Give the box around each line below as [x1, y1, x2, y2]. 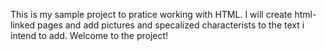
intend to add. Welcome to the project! [10, 30, 169, 41]
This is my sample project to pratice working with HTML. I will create [10, 9, 293, 20]
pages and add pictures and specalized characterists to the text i [37, 19, 305, 31]
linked [10, 19, 36, 31]
